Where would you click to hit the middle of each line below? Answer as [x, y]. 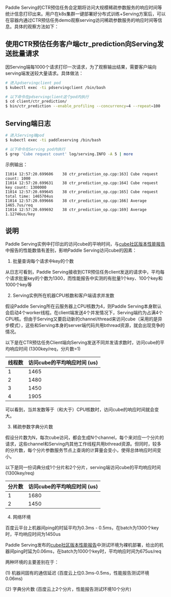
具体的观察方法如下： [36, 26]
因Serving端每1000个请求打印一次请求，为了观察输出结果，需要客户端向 [81, 67]
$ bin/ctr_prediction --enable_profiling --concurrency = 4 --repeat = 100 [83, 106]
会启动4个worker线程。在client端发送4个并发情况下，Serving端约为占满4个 [84, 313]
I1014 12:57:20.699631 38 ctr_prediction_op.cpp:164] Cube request [82, 183]
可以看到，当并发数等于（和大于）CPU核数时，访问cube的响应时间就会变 [82, 410]
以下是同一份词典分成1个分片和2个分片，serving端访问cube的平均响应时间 [83, 467]
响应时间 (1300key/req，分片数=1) [45, 349]
